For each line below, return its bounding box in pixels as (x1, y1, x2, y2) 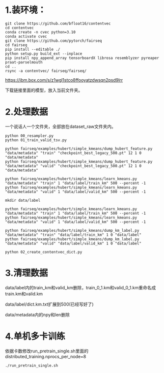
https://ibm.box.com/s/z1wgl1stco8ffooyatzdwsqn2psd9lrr (5, 77, 123, 83)
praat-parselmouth (5, 60, 43, 64)
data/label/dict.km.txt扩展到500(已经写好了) (5, 301, 94, 307)
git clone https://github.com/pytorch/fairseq (5, 38, 102, 43)
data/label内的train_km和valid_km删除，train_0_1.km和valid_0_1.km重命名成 (5, 284, 156, 290)
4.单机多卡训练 (5, 331, 65, 342)
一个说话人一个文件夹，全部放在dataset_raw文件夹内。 (5, 124, 116, 129)
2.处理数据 (5, 106, 48, 118)
